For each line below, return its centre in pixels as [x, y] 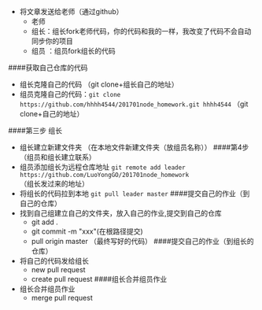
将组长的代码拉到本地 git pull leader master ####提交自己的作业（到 [135, 194]
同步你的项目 [52, 41]
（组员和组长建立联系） [57, 157]
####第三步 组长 [35, 131]
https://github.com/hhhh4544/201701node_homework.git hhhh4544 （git [134, 104]
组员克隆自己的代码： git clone [70, 94]
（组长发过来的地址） [54, 184]
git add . [45, 222]
